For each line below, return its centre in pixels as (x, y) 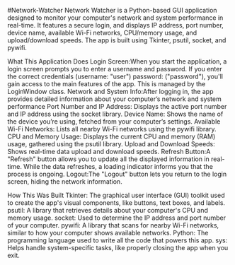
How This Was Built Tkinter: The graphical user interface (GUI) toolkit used (116, 195)
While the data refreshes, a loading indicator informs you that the (119, 166)
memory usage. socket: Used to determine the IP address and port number (117, 218)
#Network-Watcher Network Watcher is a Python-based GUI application (112, 10)
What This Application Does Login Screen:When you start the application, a (117, 61)
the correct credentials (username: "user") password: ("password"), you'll (115, 76)
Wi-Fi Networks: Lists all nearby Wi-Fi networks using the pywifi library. (112, 129)
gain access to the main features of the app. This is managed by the (107, 84)
